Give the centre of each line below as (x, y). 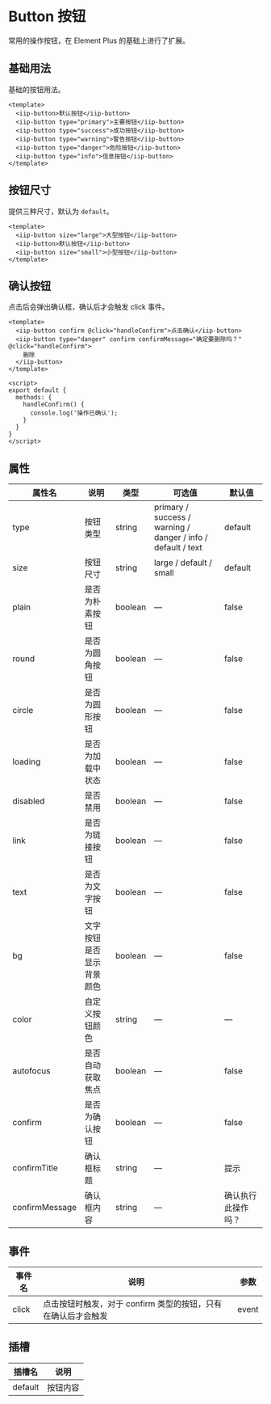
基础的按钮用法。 (37, 89)
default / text (178, 548)
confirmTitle (35, 1168)
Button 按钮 (47, 17)
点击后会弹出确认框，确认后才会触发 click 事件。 (89, 307)
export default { (38, 390)
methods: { (34, 398)
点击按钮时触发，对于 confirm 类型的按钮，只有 (133, 1304)
